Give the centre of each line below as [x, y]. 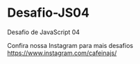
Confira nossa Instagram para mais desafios [70, 45]
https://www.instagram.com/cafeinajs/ [62, 53]
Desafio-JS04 [49, 13]
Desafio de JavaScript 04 [44, 32]
